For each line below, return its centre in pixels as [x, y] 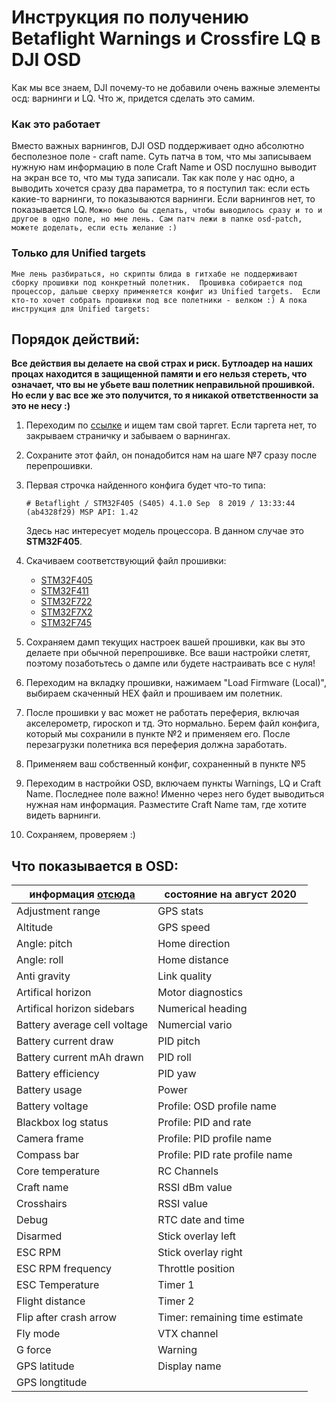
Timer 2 [176, 1301]
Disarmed [39, 1236]
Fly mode [38, 1334]
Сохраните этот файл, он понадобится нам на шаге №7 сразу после [171, 455]
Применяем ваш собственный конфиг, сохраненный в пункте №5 [165, 764]
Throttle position [196, 1269]
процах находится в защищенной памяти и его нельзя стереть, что [159, 374]
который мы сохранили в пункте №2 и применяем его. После [158, 734]
